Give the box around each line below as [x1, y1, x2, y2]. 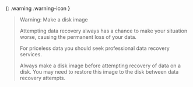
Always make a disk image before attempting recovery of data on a [19, 62, 181, 69]
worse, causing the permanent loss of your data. [19, 34, 137, 40]
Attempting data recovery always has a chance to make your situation [19, 27, 188, 34]
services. [19, 51, 42, 57]
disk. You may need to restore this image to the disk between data [19, 68, 179, 75]
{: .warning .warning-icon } [5, 5, 71, 12]
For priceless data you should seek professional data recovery [19, 45, 170, 52]
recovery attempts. [19, 75, 65, 81]
